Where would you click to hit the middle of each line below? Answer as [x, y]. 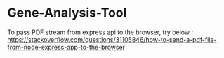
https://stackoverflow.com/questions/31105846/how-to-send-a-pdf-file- [112, 39]
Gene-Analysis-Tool [67, 13]
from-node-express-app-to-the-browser [66, 47]
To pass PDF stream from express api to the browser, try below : [100, 32]
